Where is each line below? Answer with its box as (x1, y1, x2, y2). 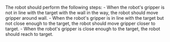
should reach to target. (5, 31, 54, 37)
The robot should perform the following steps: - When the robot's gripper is (5, 5, 165, 10)
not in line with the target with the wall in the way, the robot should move (5, 10, 159, 16)
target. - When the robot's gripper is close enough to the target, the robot (5, 26, 160, 32)
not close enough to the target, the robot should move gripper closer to (5, 20, 156, 26)
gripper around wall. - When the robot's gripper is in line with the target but (5, 15, 164, 21)
